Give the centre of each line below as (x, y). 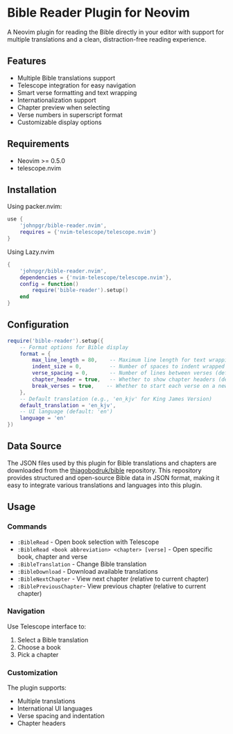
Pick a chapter (38, 654)
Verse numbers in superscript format (70, 114)
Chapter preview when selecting (63, 107)
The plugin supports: (37, 688)
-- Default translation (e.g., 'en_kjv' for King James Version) (116, 399)
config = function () (49, 284)
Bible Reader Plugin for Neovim (99, 13)
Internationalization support (57, 100)
